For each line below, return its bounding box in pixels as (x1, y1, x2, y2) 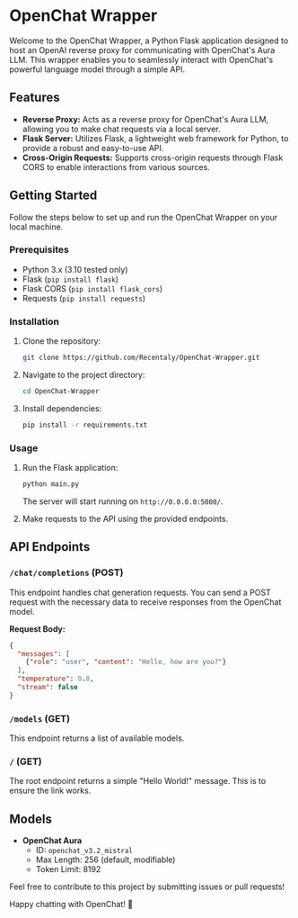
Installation (9, 315, 60, 328)
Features (9, 90, 60, 105)
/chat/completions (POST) (9, 566, 124, 579)
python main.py (22, 480, 80, 489)
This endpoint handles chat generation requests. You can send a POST (9, 587, 271, 598)
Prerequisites (9, 244, 69, 256)
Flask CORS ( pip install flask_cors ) (22, 283, 163, 293)
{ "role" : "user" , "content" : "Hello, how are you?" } (25, 658, 227, 667)
